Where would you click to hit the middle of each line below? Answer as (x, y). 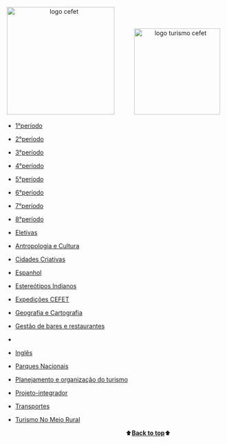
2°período (29, 139)
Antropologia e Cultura (47, 246)
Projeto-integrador (41, 393)
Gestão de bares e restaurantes (60, 326)
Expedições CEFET (42, 299)
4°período (29, 166)
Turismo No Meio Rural (47, 420)
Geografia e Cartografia (48, 313)
